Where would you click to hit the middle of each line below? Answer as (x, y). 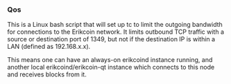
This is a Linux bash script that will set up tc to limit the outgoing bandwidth (115, 25)
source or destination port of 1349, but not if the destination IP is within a (111, 39)
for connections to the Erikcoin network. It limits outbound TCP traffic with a (115, 32)
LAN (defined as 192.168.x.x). (49, 47)
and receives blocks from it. (47, 74)
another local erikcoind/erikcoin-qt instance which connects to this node (111, 67)
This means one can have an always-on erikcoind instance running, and (110, 60)
